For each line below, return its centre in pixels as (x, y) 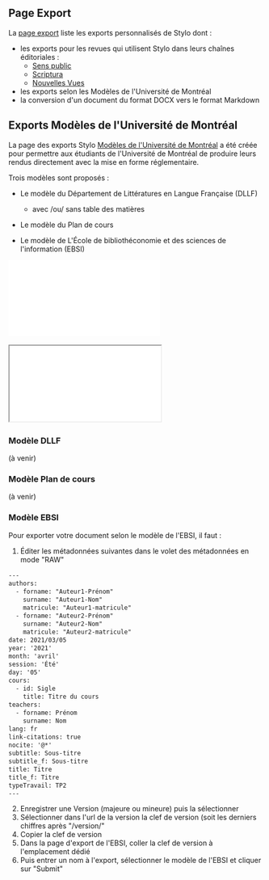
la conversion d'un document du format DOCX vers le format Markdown (140, 99)
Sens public (52, 65)
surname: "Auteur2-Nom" (63, 624)
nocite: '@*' (30, 745)
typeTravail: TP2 (38, 785)
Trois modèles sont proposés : (59, 178)
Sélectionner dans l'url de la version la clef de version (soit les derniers (138, 817)
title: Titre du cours (61, 697)
